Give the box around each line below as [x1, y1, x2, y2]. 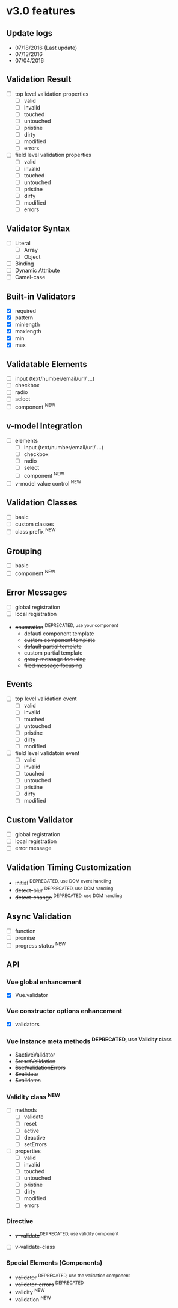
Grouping [6, 546, 43, 556]
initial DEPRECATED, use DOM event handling [14, 878, 111, 886]
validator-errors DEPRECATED [14, 1280, 84, 1288]
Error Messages [6, 588, 67, 598]
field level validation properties [14, 152, 91, 159]
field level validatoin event [14, 749, 80, 756]
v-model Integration [6, 421, 83, 431]
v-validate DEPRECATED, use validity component [14, 1230, 119, 1239]
